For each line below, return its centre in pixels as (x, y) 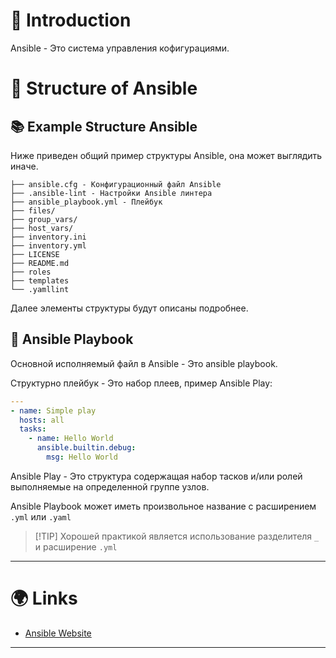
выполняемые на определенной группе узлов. (110, 486)
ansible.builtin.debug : (86, 448)
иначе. (24, 166)
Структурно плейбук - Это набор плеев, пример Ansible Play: (141, 383)
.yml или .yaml (41, 516)
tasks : (33, 429)
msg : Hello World (82, 457)
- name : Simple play (53, 410)
